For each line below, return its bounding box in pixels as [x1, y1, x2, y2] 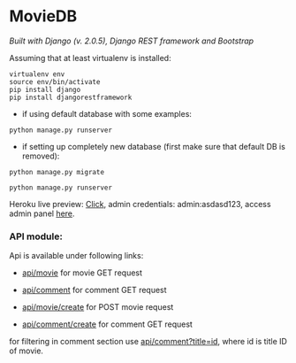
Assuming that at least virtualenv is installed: [9, 52, 171, 63]
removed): [21, 151, 60, 161]
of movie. [9, 345, 44, 356]
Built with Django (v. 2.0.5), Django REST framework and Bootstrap [9, 35, 254, 46]
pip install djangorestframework [9, 93, 133, 102]
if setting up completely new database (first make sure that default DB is [21, 141, 285, 151]
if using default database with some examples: [21, 108, 193, 119]
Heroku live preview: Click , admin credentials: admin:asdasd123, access [9, 198, 271, 209]
